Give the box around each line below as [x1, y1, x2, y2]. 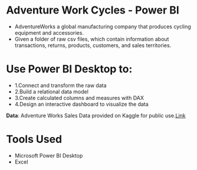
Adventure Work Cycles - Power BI [6, 4, 180, 17]
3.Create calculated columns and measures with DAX [14, 94, 145, 101]
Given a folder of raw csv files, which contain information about [14, 35, 169, 42]
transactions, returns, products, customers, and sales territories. [14, 42, 172, 49]
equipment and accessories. [14, 29, 84, 36]
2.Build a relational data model [14, 88, 88, 95]
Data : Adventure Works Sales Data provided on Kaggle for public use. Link [6, 112, 186, 119]
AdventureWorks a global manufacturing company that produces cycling [14, 23, 192, 30]
